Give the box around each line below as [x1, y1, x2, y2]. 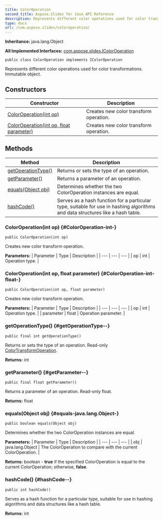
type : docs [5, 20, 27, 26]
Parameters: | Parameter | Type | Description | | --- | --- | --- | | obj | [5, 439, 142, 445]
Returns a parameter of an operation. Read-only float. [5, 388, 113, 394]
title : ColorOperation [5, 7, 51, 12]
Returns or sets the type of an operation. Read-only [5, 342, 108, 348]
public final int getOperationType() [5, 334, 81, 338]
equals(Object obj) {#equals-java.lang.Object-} [5, 410, 119, 417]
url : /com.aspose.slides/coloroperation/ [5, 25, 90, 30]
